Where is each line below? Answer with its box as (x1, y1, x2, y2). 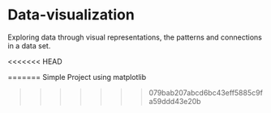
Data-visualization (7, 6, 135, 24)
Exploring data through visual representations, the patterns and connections (7, 32, 263, 42)
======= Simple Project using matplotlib (7, 72, 147, 82)
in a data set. (7, 40, 51, 50)
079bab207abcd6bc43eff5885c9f (148, 87, 263, 98)
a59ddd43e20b (148, 96, 201, 106)
